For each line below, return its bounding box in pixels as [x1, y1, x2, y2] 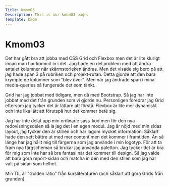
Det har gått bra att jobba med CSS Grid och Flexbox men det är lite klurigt [5, 55, 160, 61]
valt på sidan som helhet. [5, 161, 58, 167]
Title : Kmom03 [5, 7, 35, 13]
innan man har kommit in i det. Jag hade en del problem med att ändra [5, 61, 151, 67]
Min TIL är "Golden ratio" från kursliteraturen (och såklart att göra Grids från [5, 170, 163, 177]
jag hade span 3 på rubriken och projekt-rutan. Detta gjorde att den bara [5, 71, 156, 77]
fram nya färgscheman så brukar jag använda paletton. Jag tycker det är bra [5, 145, 164, 151]
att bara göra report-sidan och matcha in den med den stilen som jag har [5, 155, 156, 162]
